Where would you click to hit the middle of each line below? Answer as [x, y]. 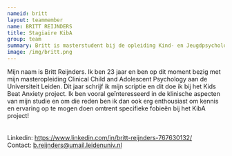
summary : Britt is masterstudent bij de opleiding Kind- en [96, 46]
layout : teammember [35, 20]
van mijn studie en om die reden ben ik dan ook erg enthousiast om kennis [113, 101]
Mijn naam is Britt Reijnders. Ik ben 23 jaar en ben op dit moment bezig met [114, 71]
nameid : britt [28, 13]
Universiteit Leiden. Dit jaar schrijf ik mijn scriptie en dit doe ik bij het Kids [112, 86]
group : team [24, 39]
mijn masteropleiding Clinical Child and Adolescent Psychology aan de [107, 79]
